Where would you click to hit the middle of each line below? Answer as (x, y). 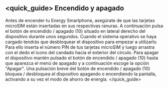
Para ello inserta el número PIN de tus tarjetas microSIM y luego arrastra (80, 47)
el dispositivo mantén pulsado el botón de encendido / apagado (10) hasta (82, 58)
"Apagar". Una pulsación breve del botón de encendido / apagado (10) (78, 68)
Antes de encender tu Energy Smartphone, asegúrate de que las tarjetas (80, 20)
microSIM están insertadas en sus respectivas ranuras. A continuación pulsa (84, 26)
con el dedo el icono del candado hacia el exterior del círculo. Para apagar (82, 52)
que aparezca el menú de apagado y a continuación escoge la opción (77, 63)
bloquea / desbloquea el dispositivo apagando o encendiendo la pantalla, (81, 74)
